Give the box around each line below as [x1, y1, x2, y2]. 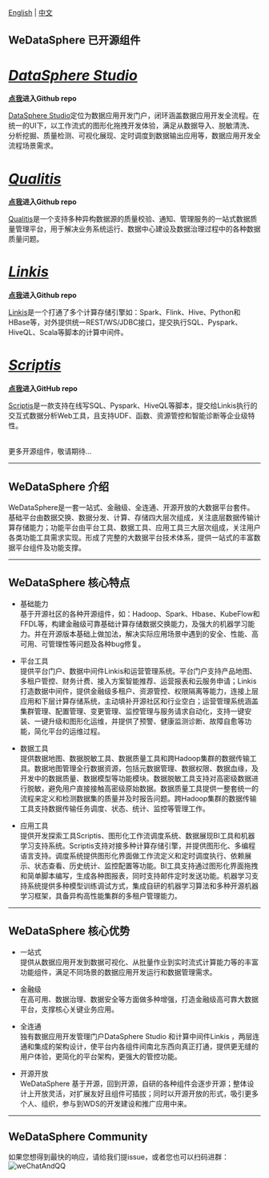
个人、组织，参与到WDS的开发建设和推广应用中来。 [19, 1099, 191, 1108]
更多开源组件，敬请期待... [8, 446, 92, 456]
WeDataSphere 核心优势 [8, 924, 130, 938]
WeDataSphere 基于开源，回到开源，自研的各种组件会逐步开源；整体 [19, 1078, 247, 1088]
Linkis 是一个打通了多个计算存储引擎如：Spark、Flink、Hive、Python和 [8, 308, 241, 317]
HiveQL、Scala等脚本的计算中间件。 [8, 328, 128, 337]
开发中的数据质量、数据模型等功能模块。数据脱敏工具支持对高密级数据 [19, 773, 252, 783]
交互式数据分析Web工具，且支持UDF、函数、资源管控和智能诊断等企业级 [8, 411, 248, 421]
